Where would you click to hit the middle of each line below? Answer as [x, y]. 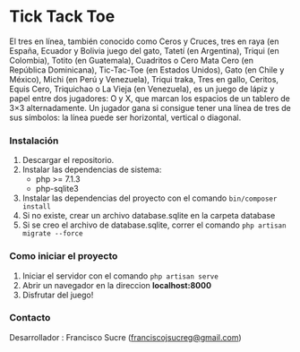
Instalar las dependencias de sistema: [92, 170]
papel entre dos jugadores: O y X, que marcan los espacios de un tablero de [150, 98]
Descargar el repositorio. [68, 160]
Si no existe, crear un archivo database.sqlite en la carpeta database [149, 216]
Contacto [30, 318]
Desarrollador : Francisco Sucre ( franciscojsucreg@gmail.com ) [125, 337]
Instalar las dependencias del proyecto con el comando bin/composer [150, 198]
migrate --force [52, 234]
